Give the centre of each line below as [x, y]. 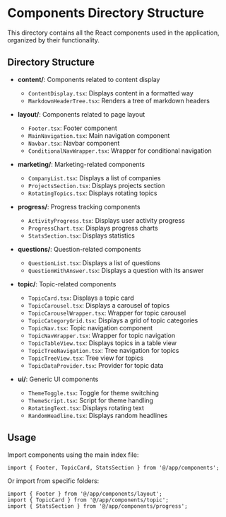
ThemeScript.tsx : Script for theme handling [91, 400]
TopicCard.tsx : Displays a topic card [81, 298]
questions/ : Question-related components [79, 249]
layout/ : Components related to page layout [81, 114]
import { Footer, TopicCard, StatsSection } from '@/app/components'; [113, 467]
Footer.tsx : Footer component [73, 128]
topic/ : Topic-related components [67, 284]
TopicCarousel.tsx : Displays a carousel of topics [99, 305]
